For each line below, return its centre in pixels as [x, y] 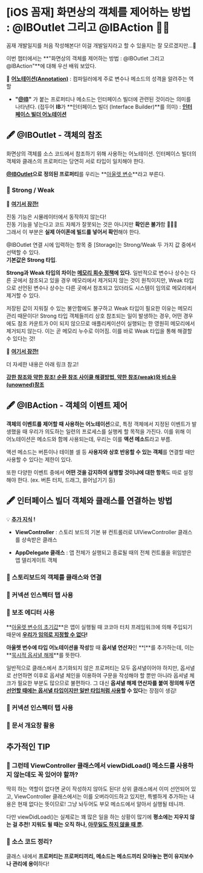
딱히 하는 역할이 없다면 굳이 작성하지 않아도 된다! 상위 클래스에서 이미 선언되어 [98, 789]
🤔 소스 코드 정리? [29, 842]
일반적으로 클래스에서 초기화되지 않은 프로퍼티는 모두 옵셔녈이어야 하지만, [93, 668]
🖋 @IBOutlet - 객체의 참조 [54, 135]
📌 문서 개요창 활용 [31, 725]
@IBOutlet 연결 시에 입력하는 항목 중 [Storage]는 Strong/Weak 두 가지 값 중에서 [101, 245]
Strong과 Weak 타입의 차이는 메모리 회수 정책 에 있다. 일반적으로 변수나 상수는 [98, 273]
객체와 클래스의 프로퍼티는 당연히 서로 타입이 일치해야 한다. [76, 161]
